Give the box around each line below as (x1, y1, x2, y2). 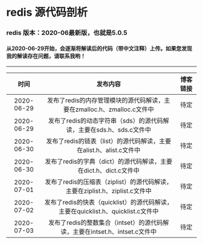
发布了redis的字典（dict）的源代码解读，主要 (45, 158, 173, 166)
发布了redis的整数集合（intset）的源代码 (48, 219, 163, 227)
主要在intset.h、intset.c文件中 (72, 228, 157, 236)
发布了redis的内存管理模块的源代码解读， (47, 96, 164, 104)
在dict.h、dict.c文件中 (77, 167, 140, 175)
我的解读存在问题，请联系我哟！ (6, 52, 86, 59)
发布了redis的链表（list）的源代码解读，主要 (46, 137, 172, 146)
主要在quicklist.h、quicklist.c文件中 (58, 207, 159, 216)
